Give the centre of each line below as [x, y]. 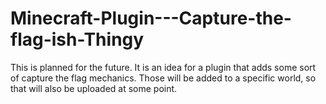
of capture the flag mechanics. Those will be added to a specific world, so [163, 78]
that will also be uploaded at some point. [94, 88]
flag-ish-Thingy [77, 39]
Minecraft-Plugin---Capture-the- [151, 18]
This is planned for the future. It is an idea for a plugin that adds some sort [163, 67]
